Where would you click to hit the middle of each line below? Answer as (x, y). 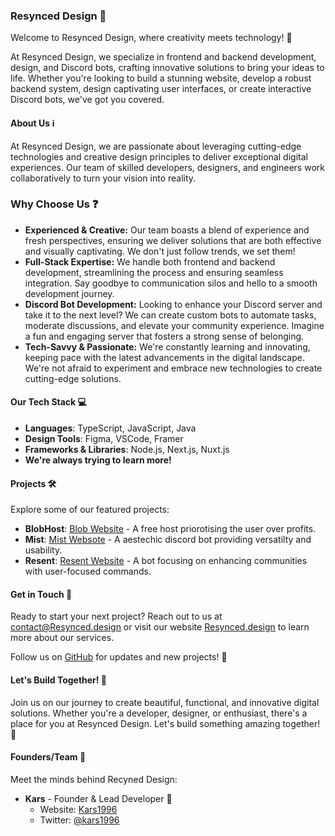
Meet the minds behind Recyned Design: (94, 779)
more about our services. (62, 638)
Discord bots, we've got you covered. (87, 100)
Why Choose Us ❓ (54, 204)
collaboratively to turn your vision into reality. (103, 178)
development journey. (69, 293)
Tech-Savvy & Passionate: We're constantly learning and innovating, (167, 346)
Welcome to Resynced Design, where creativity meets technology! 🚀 (151, 38)
